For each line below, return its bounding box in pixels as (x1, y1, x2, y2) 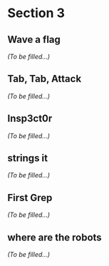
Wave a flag (7, 34, 61, 46)
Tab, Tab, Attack (7, 73, 82, 85)
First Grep (7, 191, 53, 204)
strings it (7, 152, 48, 165)
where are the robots (7, 231, 102, 243)
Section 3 (7, 5, 66, 21)
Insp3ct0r (7, 113, 53, 125)
